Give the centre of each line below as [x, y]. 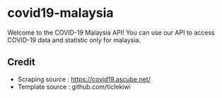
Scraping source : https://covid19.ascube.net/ [84, 79]
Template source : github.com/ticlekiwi [74, 87]
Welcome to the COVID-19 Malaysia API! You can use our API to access [111, 32]
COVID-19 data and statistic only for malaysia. [74, 39]
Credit [21, 62]
